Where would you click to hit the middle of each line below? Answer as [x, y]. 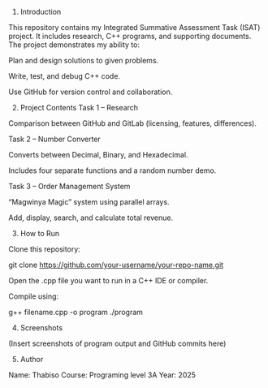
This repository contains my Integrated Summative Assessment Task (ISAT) [134, 27]
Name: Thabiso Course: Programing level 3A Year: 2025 [102, 375]
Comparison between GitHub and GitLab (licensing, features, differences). [133, 123]
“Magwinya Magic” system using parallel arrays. [89, 202]
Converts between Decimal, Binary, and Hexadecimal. [98, 155]
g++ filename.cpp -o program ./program [76, 312]
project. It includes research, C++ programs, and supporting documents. [130, 36]
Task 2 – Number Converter [55, 139]
